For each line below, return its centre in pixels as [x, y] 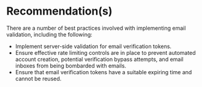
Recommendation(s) [59, 11]
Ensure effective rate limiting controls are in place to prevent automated [105, 52]
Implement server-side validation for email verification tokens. [93, 46]
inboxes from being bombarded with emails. [71, 66]
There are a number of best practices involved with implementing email [96, 28]
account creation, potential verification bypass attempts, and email [99, 59]
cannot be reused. [38, 78]
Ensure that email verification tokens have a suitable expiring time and [103, 72]
